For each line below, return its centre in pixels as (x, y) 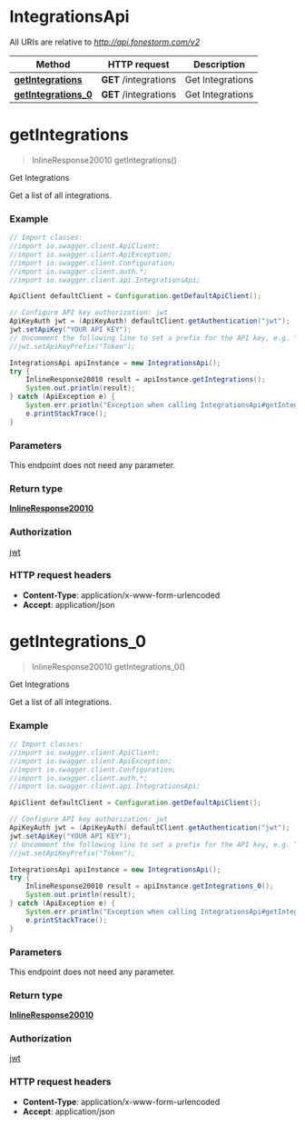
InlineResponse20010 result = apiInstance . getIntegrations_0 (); (150, 887)
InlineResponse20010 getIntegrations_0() (108, 666)
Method (53, 64)
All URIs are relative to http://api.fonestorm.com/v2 (105, 42)
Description (219, 64)
